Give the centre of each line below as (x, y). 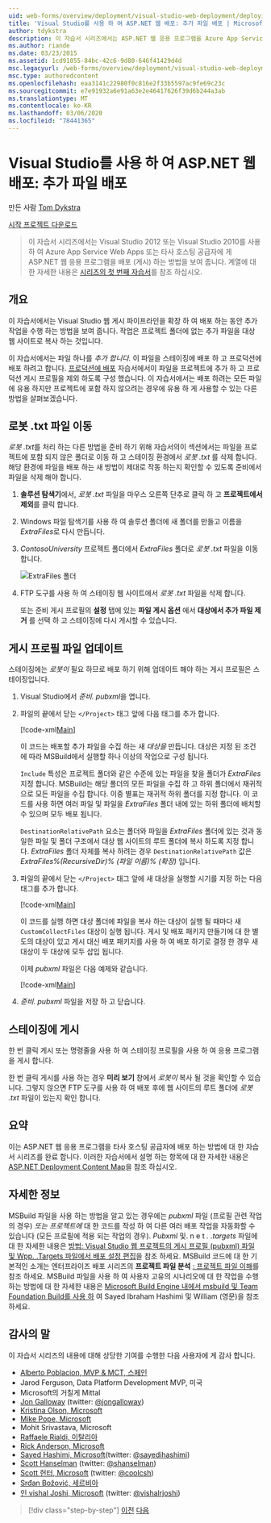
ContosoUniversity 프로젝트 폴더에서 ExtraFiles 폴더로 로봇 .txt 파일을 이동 (139, 549)
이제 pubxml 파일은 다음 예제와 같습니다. (84, 969)
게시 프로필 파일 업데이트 (66, 648)
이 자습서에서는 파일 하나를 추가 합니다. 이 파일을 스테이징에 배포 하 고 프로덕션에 (135, 358)
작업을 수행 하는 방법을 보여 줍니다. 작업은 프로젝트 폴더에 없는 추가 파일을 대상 (132, 331)
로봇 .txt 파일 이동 (50, 426)
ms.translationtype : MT (48, 98)
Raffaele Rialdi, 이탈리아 (59, 1437)
